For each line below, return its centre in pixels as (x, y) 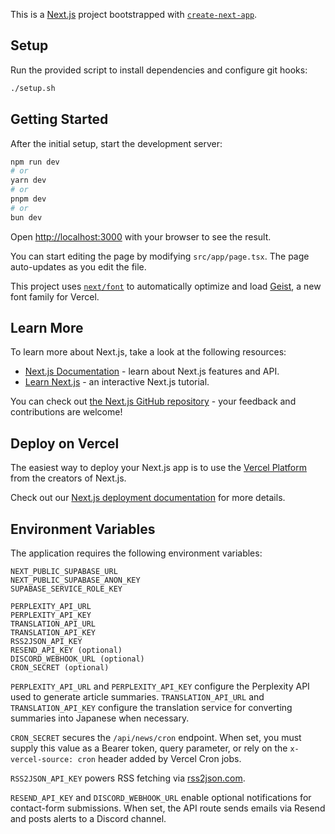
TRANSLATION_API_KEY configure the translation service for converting (151, 708)
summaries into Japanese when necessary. (100, 718)
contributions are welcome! (66, 412)
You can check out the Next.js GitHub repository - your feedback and (153, 401)
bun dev (26, 217)
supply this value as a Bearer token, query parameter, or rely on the (149, 748)
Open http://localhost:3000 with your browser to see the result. (141, 236)
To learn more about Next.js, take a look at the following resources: (148, 352)
